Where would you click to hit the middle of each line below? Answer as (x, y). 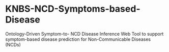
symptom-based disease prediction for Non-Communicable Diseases (78, 39)
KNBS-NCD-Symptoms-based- (73, 9)
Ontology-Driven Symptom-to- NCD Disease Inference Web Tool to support (84, 34)
